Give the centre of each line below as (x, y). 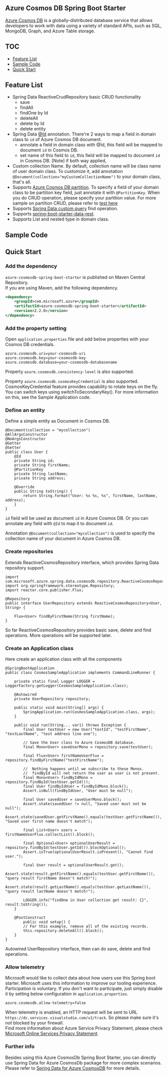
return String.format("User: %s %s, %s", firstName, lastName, (90, 496)
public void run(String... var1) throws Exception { (70, 725)
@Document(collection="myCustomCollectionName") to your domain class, (87, 176)
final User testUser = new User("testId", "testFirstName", (87, 729)
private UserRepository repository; (52, 699)
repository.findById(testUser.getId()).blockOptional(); (66, 848)
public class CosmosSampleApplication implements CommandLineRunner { (80, 673)
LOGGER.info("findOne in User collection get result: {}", (86, 900)
